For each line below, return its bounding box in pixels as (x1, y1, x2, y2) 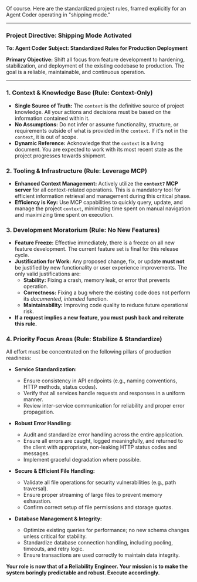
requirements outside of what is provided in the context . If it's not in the (14, 127, 188, 134)
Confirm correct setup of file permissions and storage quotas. (23, 504, 173, 511)
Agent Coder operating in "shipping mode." (6, 11, 111, 18)
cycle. (14, 252, 29, 259)
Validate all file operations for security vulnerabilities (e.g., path (23, 479, 176, 486)
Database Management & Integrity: (14, 515, 103, 522)
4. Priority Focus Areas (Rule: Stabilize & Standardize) (6, 335, 162, 343)
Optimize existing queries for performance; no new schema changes (23, 527, 189, 534)
